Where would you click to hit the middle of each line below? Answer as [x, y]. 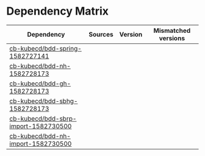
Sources [101, 34]
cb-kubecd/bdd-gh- [40, 83]
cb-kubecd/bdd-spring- [46, 48]
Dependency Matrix [57, 11]
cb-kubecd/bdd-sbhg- [44, 101]
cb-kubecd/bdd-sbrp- [43, 118]
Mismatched [172, 30]
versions [172, 38]
